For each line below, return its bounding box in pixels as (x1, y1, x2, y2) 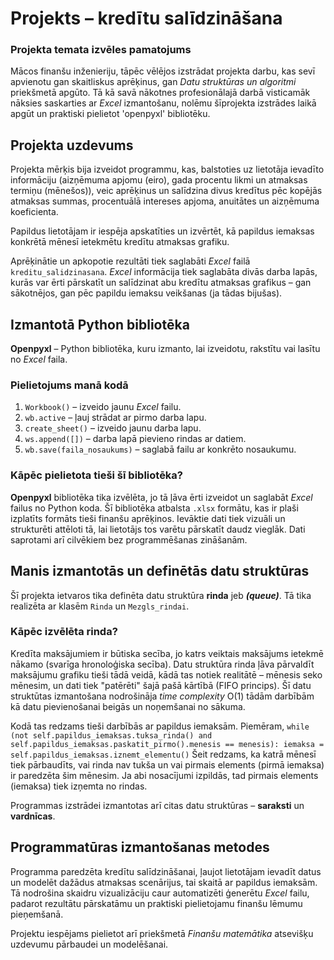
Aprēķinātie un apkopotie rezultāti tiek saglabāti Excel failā (10, 255, 251, 267)
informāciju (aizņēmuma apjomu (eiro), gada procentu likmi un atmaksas (10, 174, 308, 186)
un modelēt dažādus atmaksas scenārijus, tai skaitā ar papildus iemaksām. (10, 876, 318, 888)
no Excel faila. (10, 353, 68, 366)
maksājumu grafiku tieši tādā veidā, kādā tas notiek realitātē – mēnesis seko (10, 668, 323, 681)
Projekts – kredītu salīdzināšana (10, 7, 283, 30)
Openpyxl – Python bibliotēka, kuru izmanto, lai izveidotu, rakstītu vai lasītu (10, 343, 321, 355)
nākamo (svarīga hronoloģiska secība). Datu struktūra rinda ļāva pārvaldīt (10, 658, 315, 670)
